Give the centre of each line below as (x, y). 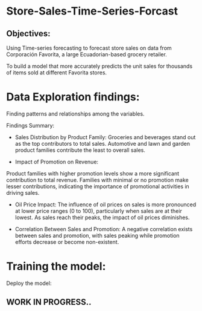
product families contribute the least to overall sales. (80, 150)
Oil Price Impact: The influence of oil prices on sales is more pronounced (106, 205)
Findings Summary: (30, 125)
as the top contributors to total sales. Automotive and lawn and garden (103, 143)
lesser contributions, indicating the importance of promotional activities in (98, 186)
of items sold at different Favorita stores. (57, 73)
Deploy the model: (29, 283)
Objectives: (28, 34)
